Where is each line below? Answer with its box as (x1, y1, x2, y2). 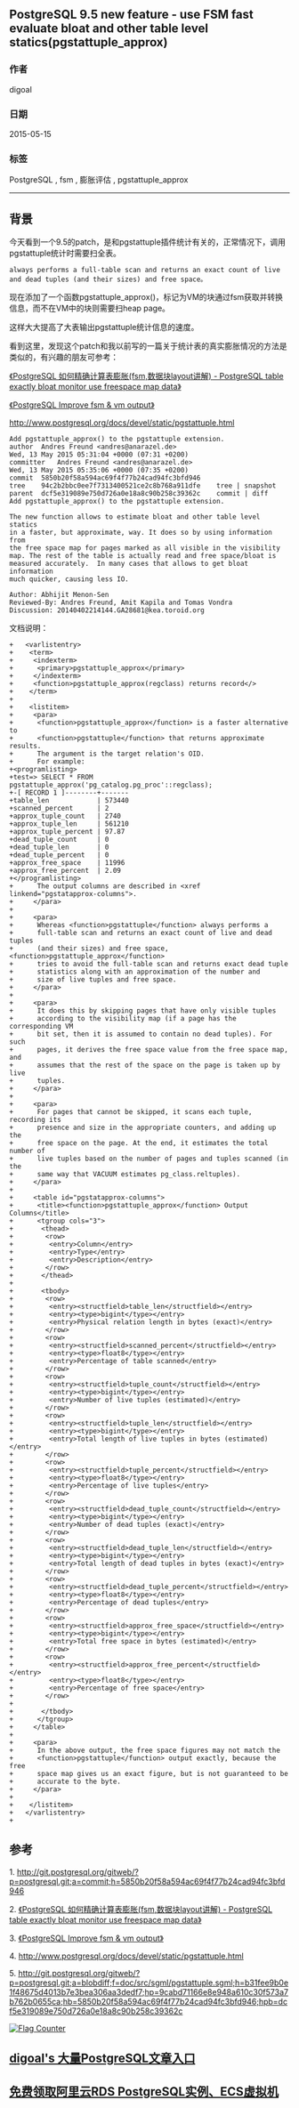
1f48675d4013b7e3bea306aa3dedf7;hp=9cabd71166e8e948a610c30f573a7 (9, 1986, 289, 1997)
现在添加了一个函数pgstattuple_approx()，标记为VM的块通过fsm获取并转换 (9, 292, 283, 303)
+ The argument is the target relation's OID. (9, 749, 205, 759)
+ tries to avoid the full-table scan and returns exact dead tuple (9, 960, 289, 969)
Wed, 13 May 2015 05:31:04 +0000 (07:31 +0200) (9, 450, 190, 459)
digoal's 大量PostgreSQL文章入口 (9, 2051, 196, 2066)
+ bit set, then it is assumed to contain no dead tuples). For (9, 1030, 273, 1039)
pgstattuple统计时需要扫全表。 (9, 248, 122, 259)
